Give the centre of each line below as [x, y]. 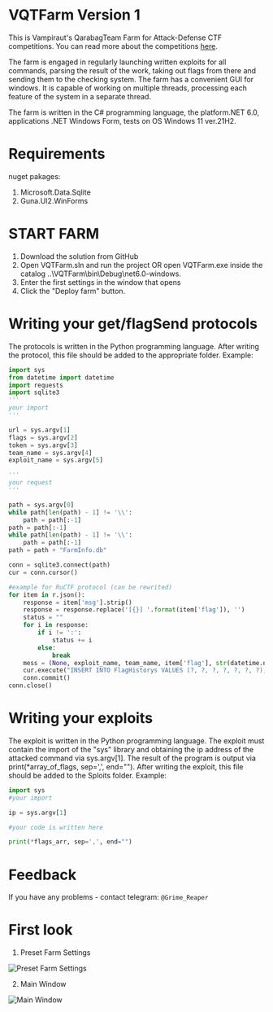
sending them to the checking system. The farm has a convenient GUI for [131, 79]
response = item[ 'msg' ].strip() [78, 602]
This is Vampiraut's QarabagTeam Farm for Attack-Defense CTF [115, 37]
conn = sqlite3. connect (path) [60, 565]
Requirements [57, 154]
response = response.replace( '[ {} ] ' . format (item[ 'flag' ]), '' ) [134, 610]
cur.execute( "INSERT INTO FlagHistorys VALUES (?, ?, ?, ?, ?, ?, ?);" [147, 670]
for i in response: [56, 625]
